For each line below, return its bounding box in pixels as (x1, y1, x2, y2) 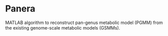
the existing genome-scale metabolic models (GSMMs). (5, 24, 120, 30)
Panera (5, 3, 36, 14)
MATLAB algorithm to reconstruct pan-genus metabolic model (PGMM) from (5, 19, 163, 25)
